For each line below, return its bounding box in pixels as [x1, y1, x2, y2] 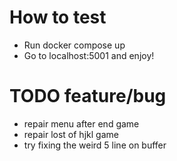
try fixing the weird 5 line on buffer [23, 139, 167, 151]
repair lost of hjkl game [23, 128, 119, 140]
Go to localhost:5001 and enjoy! [23, 49, 155, 61]
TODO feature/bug [9, 85, 167, 108]
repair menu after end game [23, 117, 140, 130]
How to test [9, 6, 107, 29]
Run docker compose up [23, 39, 126, 51]
